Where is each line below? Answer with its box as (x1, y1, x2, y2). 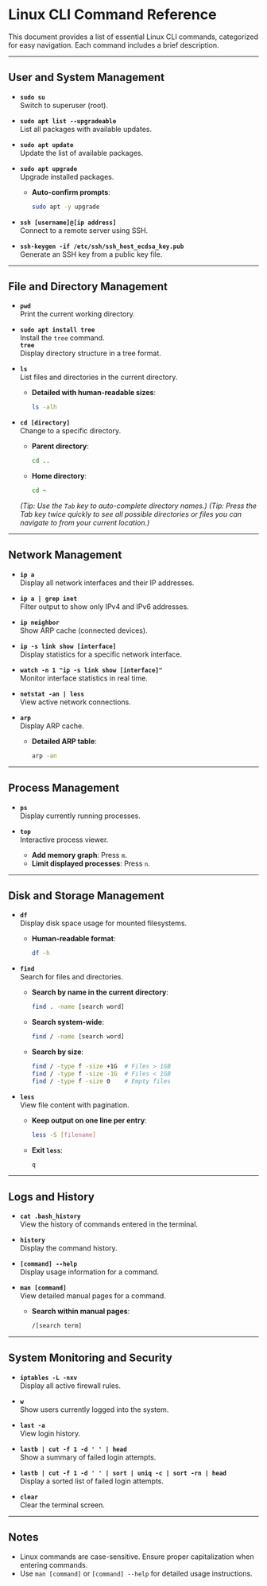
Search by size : (31, 1047, 84, 1057)
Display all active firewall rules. (19, 1381, 122, 1390)
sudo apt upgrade (19, 165, 78, 173)
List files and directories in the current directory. (19, 372, 178, 382)
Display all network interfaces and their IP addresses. (19, 578, 195, 587)
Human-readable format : (31, 934, 116, 944)
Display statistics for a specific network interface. (19, 650, 183, 659)
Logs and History (8, 1190, 95, 1204)
